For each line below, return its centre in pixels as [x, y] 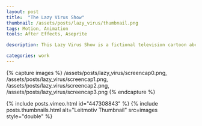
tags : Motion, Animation [37, 28]
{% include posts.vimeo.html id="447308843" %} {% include [82, 103]
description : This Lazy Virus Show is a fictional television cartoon [96, 45]
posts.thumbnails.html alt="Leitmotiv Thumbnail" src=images [82, 110]
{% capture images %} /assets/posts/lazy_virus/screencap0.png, [87, 73]
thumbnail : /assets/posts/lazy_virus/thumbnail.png [72, 23]
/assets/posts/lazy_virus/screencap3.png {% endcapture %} [81, 92]
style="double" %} [29, 116]
